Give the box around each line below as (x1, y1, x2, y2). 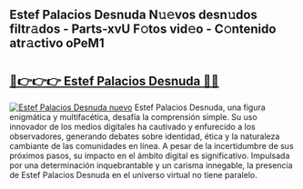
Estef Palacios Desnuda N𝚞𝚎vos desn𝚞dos (9, 7, 258, 23)
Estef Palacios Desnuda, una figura (134, 102, 266, 113)
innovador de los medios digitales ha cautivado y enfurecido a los (9, 122, 257, 132)
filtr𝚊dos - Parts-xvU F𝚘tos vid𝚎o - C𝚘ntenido (9, 22, 277, 37)
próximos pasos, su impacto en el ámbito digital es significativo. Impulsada (9, 150, 290, 161)
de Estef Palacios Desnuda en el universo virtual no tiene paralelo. (9, 170, 258, 180)
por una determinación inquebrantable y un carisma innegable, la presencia (9, 160, 293, 171)
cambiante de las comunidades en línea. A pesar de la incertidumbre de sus (9, 141, 294, 151)
